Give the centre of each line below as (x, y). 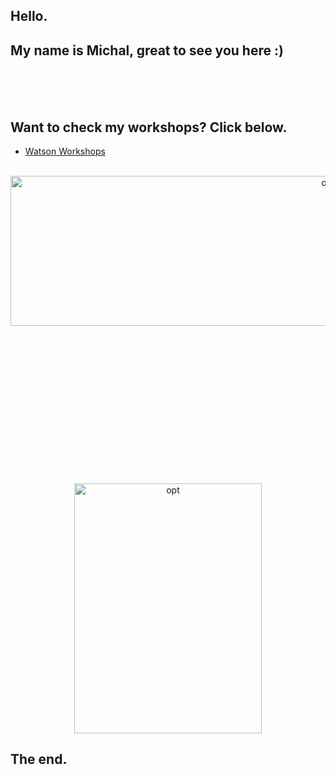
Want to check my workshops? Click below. (149, 127)
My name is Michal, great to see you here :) (147, 50)
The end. (39, 759)
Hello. (29, 16)
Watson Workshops (65, 151)
